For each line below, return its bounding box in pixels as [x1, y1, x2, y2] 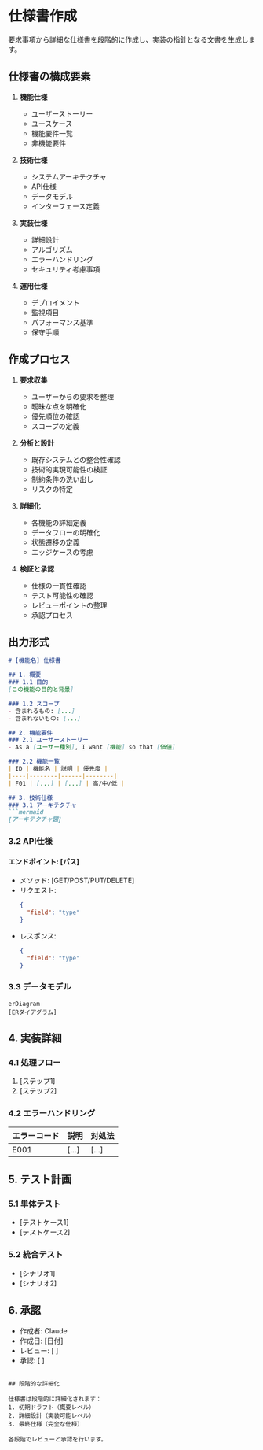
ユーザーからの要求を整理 [31, 391, 115, 401]
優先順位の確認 [31, 411, 80, 421]
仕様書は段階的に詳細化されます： [8, 1395, 102, 1403]
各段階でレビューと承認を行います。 [8, 1435, 108, 1443]
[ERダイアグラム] [8, 1008, 57, 1016]
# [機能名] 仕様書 [8, 657, 61, 665]
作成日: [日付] [19, 1336, 64, 1345]
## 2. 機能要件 [8, 729, 53, 737]
